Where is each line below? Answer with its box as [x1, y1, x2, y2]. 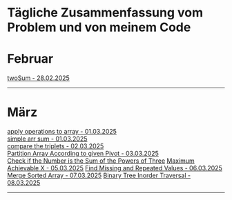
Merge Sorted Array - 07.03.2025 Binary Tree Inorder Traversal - [7, 171, 191, 180]
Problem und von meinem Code [7, 19, 191, 35]
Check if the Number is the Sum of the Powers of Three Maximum [7, 157, 195, 165]
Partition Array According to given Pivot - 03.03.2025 [7, 150, 159, 158]
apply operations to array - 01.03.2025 [7, 128, 117, 136]
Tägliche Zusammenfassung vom [7, 5, 204, 21]
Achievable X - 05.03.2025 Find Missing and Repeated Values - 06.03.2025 [7, 164, 222, 172]
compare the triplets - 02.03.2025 [7, 142, 104, 150]
